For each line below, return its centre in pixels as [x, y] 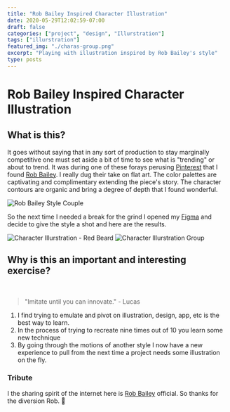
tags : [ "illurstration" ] [43, 40]
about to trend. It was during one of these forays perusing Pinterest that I [113, 167]
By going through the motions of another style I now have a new [110, 345]
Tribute [20, 378]
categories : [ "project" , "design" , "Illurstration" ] [86, 33]
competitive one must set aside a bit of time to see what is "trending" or [111, 160]
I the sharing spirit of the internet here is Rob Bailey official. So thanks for [113, 393]
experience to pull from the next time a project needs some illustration [119, 352]
